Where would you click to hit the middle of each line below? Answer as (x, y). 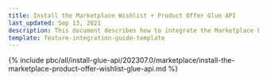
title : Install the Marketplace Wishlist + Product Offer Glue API (122, 15)
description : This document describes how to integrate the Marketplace (131, 30)
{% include (26, 60)
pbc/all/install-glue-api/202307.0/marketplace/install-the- (140, 60)
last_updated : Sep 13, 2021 (55, 23)
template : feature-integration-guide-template (87, 38)
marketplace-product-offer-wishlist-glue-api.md (87, 69)
